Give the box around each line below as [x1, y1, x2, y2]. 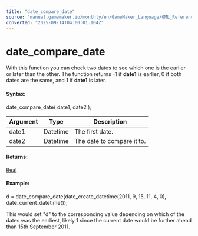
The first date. [74, 127, 114, 135]
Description [93, 117, 127, 125]
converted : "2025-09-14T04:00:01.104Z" [6, 19, 104, 25]
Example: [6, 180, 30, 187]
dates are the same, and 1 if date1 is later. [6, 77, 107, 84]
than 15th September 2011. [6, 223, 71, 230]
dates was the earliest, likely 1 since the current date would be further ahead [6, 217, 192, 224]
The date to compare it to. [74, 137, 146, 145]
